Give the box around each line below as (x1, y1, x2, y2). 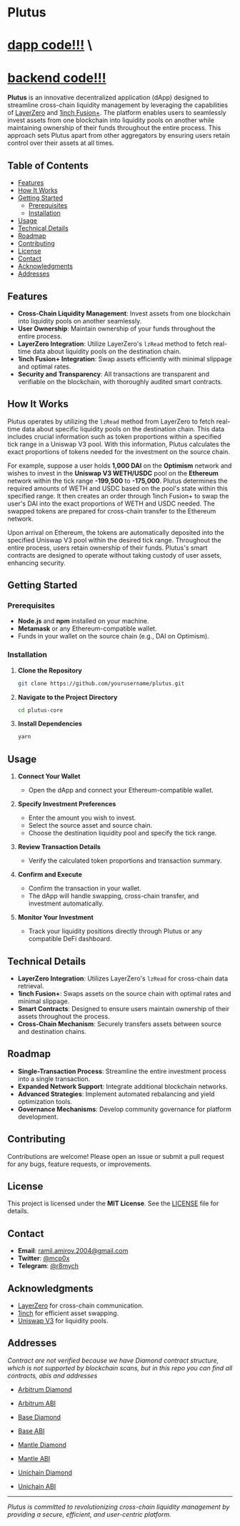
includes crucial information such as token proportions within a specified (7, 432, 221, 441)
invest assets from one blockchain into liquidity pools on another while (7, 116, 214, 125)
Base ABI (17, 1426, 45, 1435)
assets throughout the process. (17, 1012, 110, 1020)
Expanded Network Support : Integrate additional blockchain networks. (17, 1082, 228, 1090)
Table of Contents (7, 159, 89, 171)
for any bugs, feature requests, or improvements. (7, 1160, 152, 1168)
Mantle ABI (17, 1454, 51, 1462)
